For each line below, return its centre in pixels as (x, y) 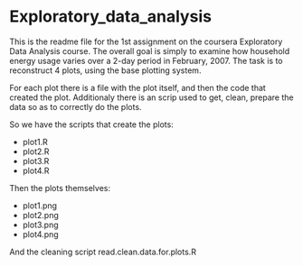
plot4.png (40, 234)
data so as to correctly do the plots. (76, 106)
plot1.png (39, 206)
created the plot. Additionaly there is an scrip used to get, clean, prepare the (151, 97)
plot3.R (36, 161)
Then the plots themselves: (60, 188)
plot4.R (36, 170)
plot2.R (36, 151)
